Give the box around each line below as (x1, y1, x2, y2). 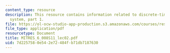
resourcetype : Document (5, 31, 56, 36)
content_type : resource (5, 7, 56, 13)
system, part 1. (10, 17, 44, 22)
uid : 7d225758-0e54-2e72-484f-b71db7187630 (5, 40, 99, 45)
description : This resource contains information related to (5, 12, 137, 17)
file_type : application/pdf (5, 26, 65, 31)
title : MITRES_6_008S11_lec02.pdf (5, 36, 78, 41)
